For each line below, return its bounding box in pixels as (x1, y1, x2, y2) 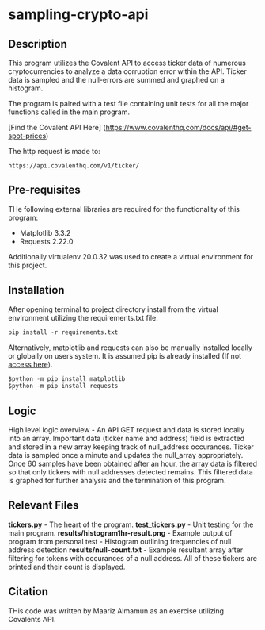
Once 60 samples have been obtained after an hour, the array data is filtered (8, 459, 257, 469)
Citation (8, 585, 49, 598)
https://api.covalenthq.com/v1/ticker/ (8, 162, 140, 170)
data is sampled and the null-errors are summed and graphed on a (8, 75, 225, 84)
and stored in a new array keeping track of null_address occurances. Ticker (8, 442, 255, 451)
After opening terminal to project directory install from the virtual (8, 304, 219, 314)
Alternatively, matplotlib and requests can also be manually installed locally (8, 343, 253, 352)
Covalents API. (8, 614, 56, 624)
